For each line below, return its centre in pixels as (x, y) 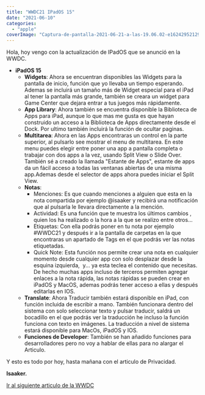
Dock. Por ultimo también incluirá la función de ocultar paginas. (104, 129)
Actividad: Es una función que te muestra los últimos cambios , (113, 213)
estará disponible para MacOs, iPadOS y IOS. (81, 330)
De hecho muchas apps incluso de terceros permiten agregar (110, 272)
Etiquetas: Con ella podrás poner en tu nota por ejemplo (104, 226)
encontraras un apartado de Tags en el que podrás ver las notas (114, 240)
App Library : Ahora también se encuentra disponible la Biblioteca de (110, 109)
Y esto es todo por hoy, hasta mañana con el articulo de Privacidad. (92, 362)
